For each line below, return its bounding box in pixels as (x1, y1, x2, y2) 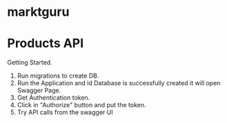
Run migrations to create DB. (17, 71, 99, 80)
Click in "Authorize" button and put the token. (17, 101, 146, 109)
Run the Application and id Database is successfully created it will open (17, 79, 221, 87)
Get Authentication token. (17, 93, 90, 102)
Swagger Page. (17, 87, 61, 95)
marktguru (7, 4, 70, 20)
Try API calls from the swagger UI (17, 108, 113, 117)
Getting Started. (7, 58, 53, 67)
